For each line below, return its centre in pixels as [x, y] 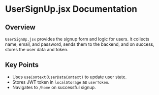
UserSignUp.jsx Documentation [71, 9]
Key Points [22, 65]
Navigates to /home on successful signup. [54, 87]
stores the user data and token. [37, 49]
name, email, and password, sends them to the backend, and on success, [80, 44]
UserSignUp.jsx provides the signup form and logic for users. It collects [77, 39]
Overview [20, 27]
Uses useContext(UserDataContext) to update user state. [69, 77]
